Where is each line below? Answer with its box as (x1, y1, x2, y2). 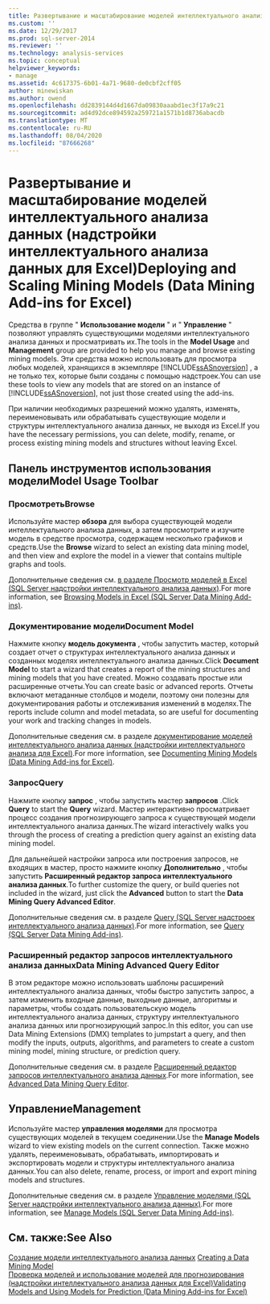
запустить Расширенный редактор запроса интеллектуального (8, 871, 233, 881)
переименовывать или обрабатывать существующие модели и (8, 412, 227, 423)
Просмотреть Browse (8, 498, 95, 510)
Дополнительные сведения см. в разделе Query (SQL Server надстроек (8, 912, 256, 922)
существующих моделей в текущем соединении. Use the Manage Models (8, 1132, 260, 1141)
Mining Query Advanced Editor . (8, 897, 117, 906)
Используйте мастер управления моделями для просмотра (8, 1124, 218, 1133)
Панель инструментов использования (8, 461, 211, 475)
